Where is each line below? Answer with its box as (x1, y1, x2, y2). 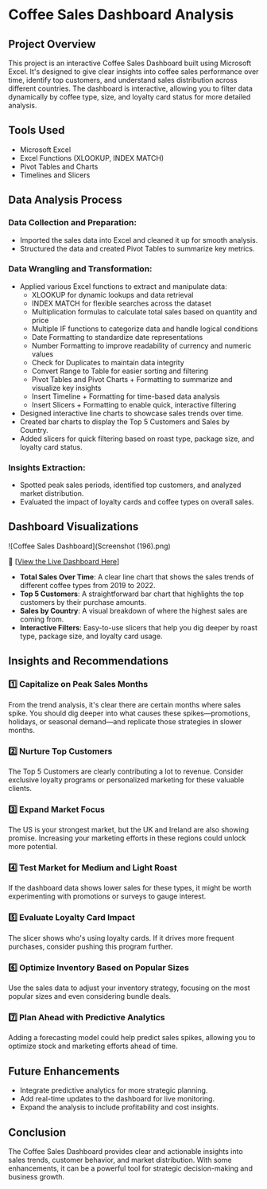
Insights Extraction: (8, 462, 86, 473)
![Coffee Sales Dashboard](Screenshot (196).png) (8, 541, 171, 551)
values (31, 349, 54, 359)
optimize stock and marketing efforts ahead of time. (8, 1041, 178, 1051)
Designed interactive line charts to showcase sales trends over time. (19, 408, 244, 418)
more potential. (8, 842, 58, 852)
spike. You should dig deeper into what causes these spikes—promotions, (8, 708, 250, 718)
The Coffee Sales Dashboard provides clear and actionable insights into (8, 1147, 244, 1156)
